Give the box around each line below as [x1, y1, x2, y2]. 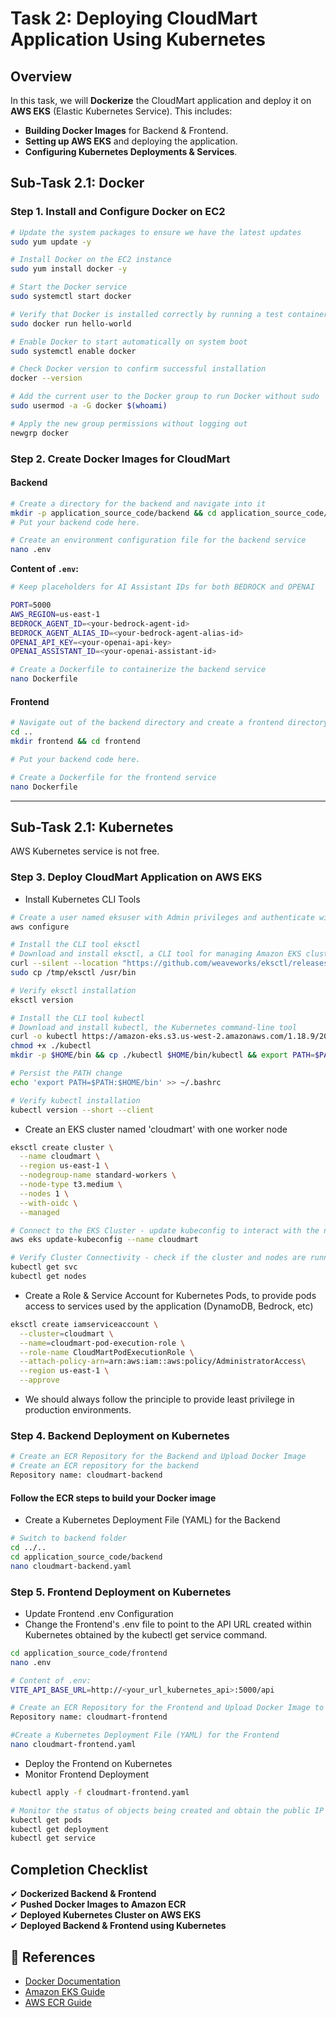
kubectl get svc [10, 1262, 78, 1272]
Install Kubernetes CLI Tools [24, 893, 141, 905]
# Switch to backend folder [10, 1533, 128, 1544]
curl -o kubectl [10, 1032, 78, 1042]
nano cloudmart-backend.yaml [10, 1561, 132, 1571]
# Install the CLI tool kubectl [10, 1013, 145, 1023]
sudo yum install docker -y [10, 264, 128, 274]
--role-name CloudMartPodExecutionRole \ [19, 1347, 195, 1357]
